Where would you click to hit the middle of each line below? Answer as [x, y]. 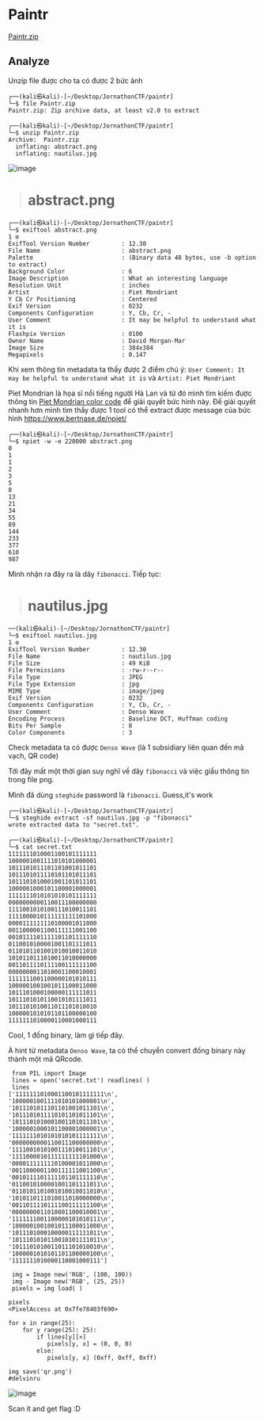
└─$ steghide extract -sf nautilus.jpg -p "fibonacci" [100, 818]
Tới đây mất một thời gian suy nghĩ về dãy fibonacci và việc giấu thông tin [129, 771]
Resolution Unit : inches [79, 285]
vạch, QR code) [34, 755]
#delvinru [25, 1378]
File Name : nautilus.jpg [90, 656]
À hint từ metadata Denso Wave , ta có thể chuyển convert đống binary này [127, 1050]
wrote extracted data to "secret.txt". [74, 825]
